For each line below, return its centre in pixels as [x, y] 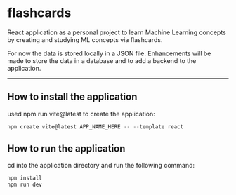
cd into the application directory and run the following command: [101, 166]
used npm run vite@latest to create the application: [81, 114]
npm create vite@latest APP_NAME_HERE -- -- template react [96, 127]
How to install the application [72, 97]
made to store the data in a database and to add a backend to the [102, 60]
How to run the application [66, 149]
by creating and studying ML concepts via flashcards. [85, 39]
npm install [25, 178]
